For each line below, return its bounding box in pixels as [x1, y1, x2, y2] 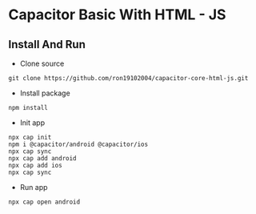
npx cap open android [8, 198, 81, 206]
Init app [19, 118, 46, 127]
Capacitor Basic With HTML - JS [8, 6, 226, 24]
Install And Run [8, 38, 86, 51]
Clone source [19, 59, 65, 68]
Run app [19, 183, 48, 192]
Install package [19, 88, 70, 98]
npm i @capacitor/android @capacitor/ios [8, 140, 149, 148]
